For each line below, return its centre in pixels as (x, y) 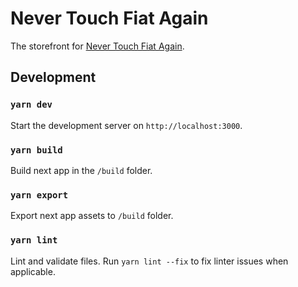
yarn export (39, 195)
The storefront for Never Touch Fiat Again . (97, 46)
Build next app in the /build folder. (81, 170)
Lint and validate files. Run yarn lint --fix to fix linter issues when (149, 261)
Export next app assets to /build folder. (92, 216)
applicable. (33, 271)
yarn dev (31, 105)
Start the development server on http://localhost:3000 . (126, 125)
